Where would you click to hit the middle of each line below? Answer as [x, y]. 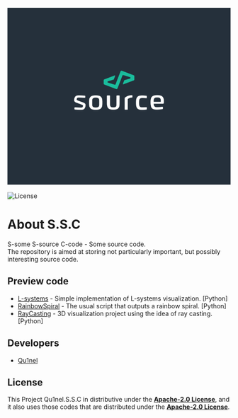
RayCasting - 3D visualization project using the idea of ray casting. [115, 313]
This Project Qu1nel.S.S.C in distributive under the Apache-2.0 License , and [119, 400]
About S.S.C [44, 225]
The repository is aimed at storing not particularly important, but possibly [114, 251]
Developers [33, 343]
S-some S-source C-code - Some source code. [77, 244]
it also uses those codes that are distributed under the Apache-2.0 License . [119, 407]
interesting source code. [43, 259]
